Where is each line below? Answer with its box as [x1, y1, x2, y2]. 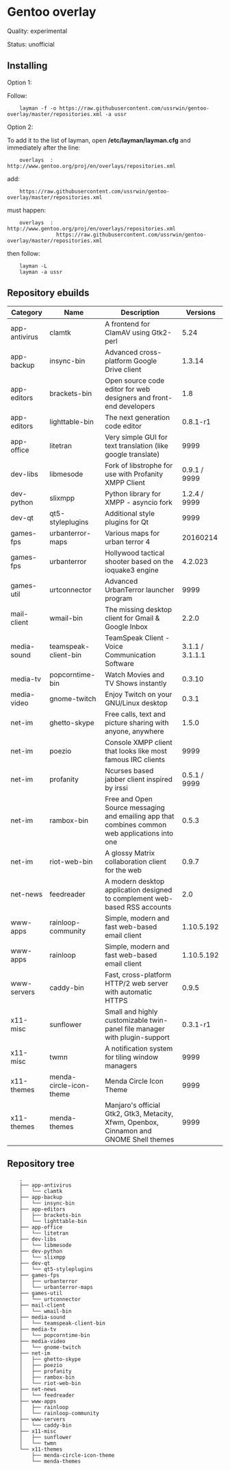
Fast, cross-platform [105, 970, 172, 980]
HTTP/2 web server [105, 978, 168, 988]
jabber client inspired [105, 774, 173, 784]
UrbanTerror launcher [105, 584, 175, 594]
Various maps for [105, 528, 160, 538]
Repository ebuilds [7, 287, 90, 299]
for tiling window [105, 1052, 159, 1062]
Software [105, 659, 135, 668]
